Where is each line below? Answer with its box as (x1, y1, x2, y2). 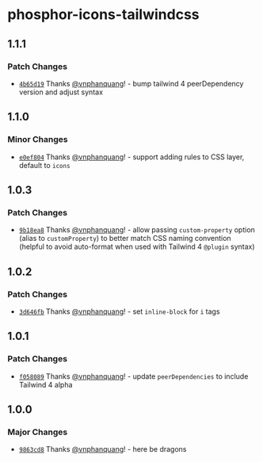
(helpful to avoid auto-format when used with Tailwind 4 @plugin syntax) (18, 242, 255, 251)
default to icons (18, 160, 71, 170)
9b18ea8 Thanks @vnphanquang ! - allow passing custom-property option (18, 225, 255, 235)
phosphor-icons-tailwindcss (7, 6, 200, 24)
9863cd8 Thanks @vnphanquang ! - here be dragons (18, 445, 187, 454)
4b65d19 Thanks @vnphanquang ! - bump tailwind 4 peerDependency (18, 78, 244, 88)
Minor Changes (7, 134, 68, 145)
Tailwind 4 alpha (18, 380, 73, 389)
